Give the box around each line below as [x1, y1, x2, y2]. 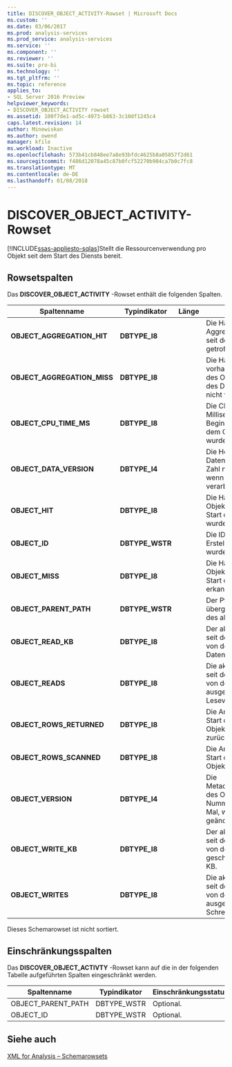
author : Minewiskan [7, 126, 64, 133]
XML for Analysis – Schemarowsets [7, 1052, 108, 1060]
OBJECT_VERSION [10, 794, 72, 804]
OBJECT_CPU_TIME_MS [10, 419, 90, 428]
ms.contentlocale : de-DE [7, 171, 79, 178]
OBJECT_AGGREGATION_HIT [10, 331, 108, 341]
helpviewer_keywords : [7, 100, 70, 107]
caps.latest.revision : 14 [7, 119, 81, 126]
